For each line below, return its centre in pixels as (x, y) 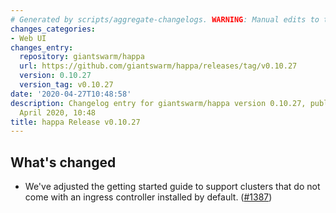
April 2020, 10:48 (58, 112)
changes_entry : (42, 47)
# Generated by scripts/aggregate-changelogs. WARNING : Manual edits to (165, 19)
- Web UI (28, 38)
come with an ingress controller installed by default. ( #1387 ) (148, 197)
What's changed (63, 162)
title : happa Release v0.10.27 (75, 122)
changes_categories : (53, 29)
